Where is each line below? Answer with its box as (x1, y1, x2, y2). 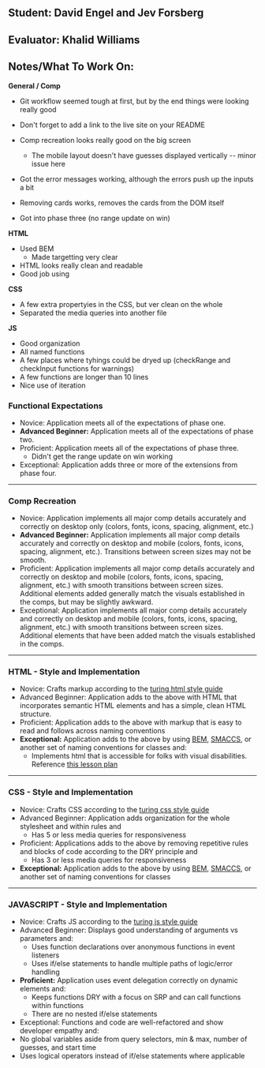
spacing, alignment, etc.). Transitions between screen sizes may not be (19, 547, 252, 556)
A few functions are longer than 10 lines (19, 372, 149, 381)
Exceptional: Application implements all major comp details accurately (19, 605, 247, 615)
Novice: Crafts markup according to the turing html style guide (19, 684, 223, 694)
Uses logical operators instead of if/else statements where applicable (19, 1051, 245, 1061)
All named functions (19, 347, 85, 356)
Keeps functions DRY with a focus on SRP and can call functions (31, 992, 241, 1002)
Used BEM (19, 244, 54, 253)
